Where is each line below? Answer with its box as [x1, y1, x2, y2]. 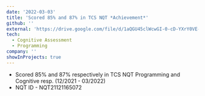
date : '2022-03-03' [6, 9, 56, 15]
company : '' [6, 49, 37, 55]
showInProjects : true [6, 54, 62, 60]
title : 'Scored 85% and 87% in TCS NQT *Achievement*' [6, 15, 149, 21]
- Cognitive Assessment [12, 37, 72, 43]
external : [6, 26, 32, 32]
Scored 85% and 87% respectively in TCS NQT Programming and [15, 70, 181, 78]
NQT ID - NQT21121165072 [15, 83, 82, 91]
